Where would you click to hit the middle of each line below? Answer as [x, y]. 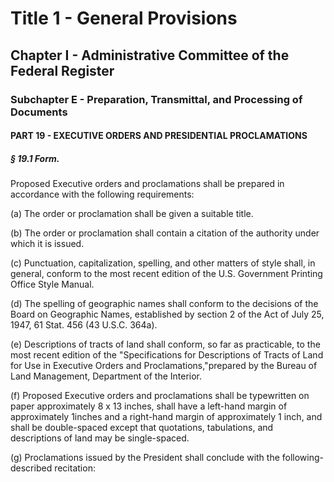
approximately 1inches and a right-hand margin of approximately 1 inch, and [166, 417]
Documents [39, 112]
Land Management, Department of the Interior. [106, 376]
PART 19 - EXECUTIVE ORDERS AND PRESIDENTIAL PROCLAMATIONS [159, 136]
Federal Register [62, 70]
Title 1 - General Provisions [124, 18]
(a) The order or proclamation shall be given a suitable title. [132, 214]
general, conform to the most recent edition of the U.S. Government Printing [166, 274]
